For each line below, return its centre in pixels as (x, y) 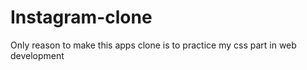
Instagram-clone (81, 17)
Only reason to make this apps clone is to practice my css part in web (153, 45)
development (37, 55)
